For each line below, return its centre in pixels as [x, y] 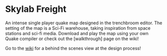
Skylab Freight [36, 9]
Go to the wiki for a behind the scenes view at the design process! [73, 48]
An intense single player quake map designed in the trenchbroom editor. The [84, 23]
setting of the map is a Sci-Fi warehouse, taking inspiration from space [78, 28]
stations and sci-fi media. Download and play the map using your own [77, 33]
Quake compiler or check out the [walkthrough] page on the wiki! [72, 39]
